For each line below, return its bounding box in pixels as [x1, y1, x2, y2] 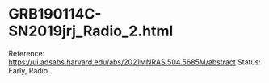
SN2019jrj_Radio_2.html [8, 22, 174, 40]
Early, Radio [8, 65, 48, 75]
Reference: [8, 48, 45, 58]
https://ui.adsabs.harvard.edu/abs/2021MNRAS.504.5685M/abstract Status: [8, 57, 261, 67]
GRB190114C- [8, 5, 102, 23]
